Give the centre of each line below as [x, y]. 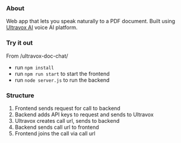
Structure [20, 95]
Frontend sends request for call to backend [67, 108]
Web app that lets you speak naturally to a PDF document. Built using [91, 21]
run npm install [34, 67]
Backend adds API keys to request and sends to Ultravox [84, 115]
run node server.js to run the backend [62, 80]
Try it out [20, 43]
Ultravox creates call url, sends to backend [67, 120]
